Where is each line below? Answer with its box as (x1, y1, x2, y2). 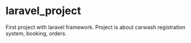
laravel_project (5, 4, 82, 18)
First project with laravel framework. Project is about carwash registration (5, 24, 186, 31)
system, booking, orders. (5, 29, 67, 37)
